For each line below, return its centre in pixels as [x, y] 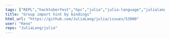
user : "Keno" [19, 23]
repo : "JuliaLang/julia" [31, 28]
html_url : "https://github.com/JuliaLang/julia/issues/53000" [72, 19]
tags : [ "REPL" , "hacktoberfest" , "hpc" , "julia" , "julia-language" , [74, 10]
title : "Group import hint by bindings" [49, 14]
